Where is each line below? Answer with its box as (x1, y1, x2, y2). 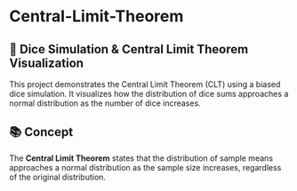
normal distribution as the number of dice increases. (9, 98, 202, 108)
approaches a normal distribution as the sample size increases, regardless (9, 162, 282, 172)
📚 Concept (9, 124, 74, 139)
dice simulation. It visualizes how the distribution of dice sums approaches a (9, 89, 289, 99)
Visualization (9, 55, 84, 70)
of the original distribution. (9, 171, 107, 182)
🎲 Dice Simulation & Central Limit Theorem (9, 42, 249, 57)
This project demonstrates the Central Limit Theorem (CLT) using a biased (9, 79, 281, 90)
